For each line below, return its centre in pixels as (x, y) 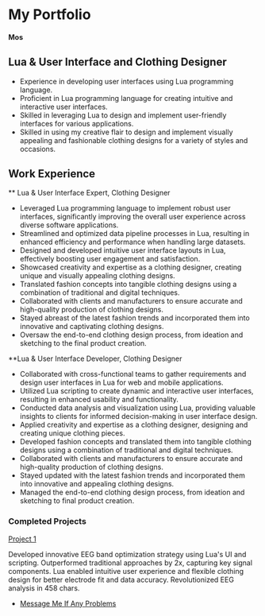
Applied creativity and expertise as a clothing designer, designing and (134, 425)
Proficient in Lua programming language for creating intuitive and (126, 98)
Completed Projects (48, 521)
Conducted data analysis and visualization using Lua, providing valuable (138, 408)
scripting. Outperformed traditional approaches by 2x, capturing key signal (130, 563)
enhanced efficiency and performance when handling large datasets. (132, 242)
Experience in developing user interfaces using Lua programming (127, 81)
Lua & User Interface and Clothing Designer (118, 62)
